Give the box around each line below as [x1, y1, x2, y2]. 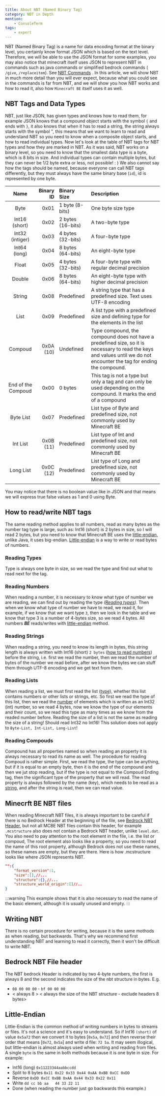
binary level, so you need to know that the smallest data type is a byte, [5, 149, 148, 155]
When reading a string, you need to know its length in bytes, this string [5, 644, 148, 650]
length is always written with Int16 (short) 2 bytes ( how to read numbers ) [5, 649, 152, 655]
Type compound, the [90, 327, 139, 334]
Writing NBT [5, 915, 43, 923]
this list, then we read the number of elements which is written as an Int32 [5, 698, 155, 704]
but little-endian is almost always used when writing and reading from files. [5, 1044, 157, 1050]
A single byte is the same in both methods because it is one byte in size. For [5, 1049, 159, 1056]
